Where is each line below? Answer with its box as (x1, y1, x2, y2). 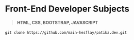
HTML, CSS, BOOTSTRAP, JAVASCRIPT (17, 19, 99, 25)
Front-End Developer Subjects (5, 3, 130, 14)
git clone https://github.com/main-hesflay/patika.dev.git (5, 30, 127, 35)
